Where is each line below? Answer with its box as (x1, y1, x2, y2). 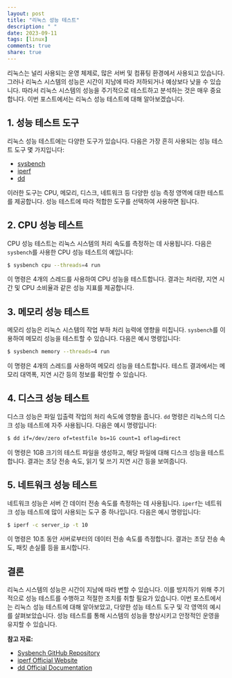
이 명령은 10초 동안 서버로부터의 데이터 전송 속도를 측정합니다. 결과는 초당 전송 (7, 535, 218, 543)
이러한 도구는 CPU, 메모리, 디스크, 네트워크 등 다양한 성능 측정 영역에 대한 (7, 188, 206, 196)
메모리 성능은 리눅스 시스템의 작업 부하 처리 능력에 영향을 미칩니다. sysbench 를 (7, 325, 219, 334)
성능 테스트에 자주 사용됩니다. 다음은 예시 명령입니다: (14, 421, 157, 429)
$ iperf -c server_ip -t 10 (7, 521, 89, 528)
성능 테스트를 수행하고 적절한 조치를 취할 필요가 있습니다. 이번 (25, 594, 192, 602)
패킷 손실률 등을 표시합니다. (16, 543, 91, 552)
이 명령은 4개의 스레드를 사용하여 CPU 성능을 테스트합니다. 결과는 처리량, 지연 (7, 275, 218, 283)
